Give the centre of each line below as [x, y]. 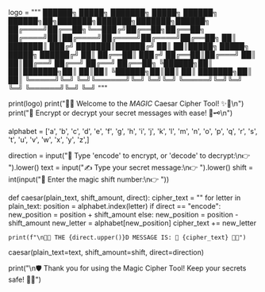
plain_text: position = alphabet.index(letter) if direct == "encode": [115, 206]
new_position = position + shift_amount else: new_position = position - [123, 215]
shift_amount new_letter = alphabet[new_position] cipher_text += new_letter [132, 223]
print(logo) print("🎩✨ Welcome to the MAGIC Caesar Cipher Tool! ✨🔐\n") [126, 104]
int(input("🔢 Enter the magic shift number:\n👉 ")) [89, 179]
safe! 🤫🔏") [25, 279]
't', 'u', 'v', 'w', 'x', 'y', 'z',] [49, 140]
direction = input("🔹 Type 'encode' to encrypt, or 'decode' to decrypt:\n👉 [129, 156]
